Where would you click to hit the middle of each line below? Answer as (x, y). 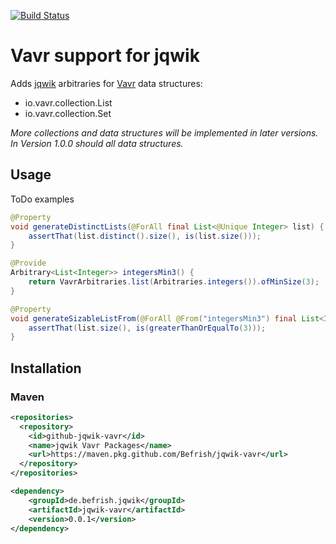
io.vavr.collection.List (68, 102)
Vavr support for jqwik (105, 56)
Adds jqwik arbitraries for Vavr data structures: (106, 83)
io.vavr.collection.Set (68, 113)
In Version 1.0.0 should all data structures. (97, 143)
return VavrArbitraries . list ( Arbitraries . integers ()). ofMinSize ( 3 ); (174, 282)
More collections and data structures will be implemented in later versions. (164, 132)
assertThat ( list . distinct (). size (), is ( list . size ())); (145, 236)
